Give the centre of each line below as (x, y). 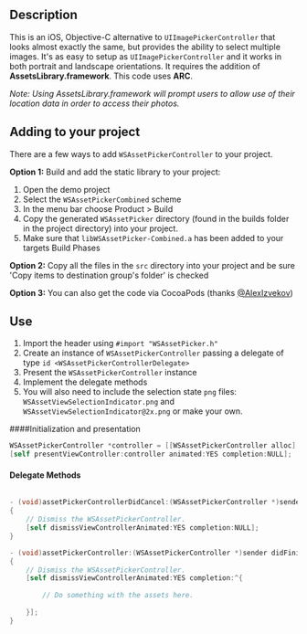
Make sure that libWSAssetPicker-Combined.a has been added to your (153, 238)
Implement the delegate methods (85, 382)
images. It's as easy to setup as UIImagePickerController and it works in (146, 56)
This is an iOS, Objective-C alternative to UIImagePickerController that (143, 37)
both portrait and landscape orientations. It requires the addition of (135, 66)
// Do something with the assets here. (118, 596)
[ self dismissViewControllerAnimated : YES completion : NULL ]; (143, 528)
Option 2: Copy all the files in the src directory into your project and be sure (152, 265)
